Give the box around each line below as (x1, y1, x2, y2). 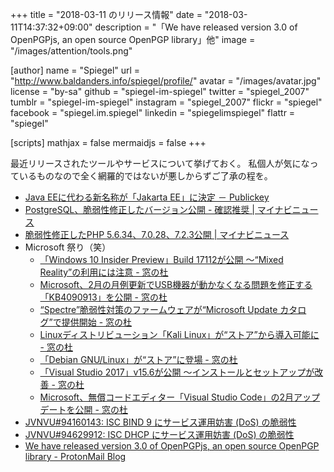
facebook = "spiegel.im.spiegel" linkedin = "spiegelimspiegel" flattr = (10, 107, 296, 118)
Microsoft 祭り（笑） (24, 241, 112, 253)
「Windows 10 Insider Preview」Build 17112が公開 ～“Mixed (39, 254, 284, 265)
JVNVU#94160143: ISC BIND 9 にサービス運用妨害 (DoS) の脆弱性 (24, 416, 297, 428)
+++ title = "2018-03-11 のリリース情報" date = (10, 9, 203, 20)
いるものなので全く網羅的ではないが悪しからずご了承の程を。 (18, 170, 273, 182)
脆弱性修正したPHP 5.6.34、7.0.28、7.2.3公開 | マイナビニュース (24, 229, 290, 240)
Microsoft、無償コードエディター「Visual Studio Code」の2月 (39, 391, 295, 403)
